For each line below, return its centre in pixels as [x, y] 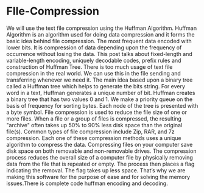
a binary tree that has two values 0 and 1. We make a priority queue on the [100, 99]
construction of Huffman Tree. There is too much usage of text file [90, 67]
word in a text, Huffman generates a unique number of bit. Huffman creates [101, 93]
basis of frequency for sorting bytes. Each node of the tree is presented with [102, 105]
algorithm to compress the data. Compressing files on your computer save [100, 144]
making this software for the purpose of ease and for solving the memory [98, 177]
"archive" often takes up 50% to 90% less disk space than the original [94, 125]
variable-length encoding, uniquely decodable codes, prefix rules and [94, 60]
